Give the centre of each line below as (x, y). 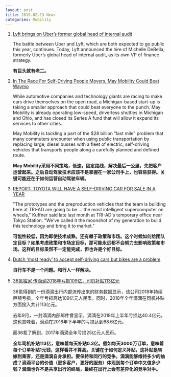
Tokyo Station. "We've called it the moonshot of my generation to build (87, 220)
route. (19, 155)
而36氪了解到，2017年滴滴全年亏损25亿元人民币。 (66, 332)
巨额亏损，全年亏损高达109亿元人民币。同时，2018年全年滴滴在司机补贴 (89, 298)
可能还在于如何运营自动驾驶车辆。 (53, 179)
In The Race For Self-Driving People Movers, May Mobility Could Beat (86, 81)
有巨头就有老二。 (31, 71)
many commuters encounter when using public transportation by (81, 139)
